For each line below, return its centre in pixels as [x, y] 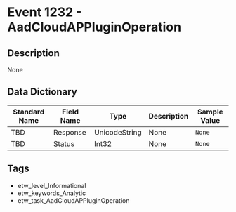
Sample [210, 112]
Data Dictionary [42, 92]
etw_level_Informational [52, 185]
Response [70, 132]
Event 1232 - [45, 12]
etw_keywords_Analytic [52, 193]
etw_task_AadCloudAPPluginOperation [73, 200]
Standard [29, 112]
